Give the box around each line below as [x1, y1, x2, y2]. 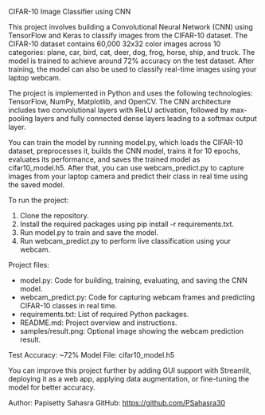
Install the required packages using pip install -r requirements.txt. [19, 219, 235, 229]
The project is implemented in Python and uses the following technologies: [8, 88, 253, 98]
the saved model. [8, 180, 65, 190]
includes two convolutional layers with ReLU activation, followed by [8, 105, 229, 115]
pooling [8, 114, 33, 123]
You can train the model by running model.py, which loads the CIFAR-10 [8, 138, 244, 147]
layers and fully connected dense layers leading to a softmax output [34, 114, 257, 123]
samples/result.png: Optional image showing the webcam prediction [19, 327, 244, 335]
